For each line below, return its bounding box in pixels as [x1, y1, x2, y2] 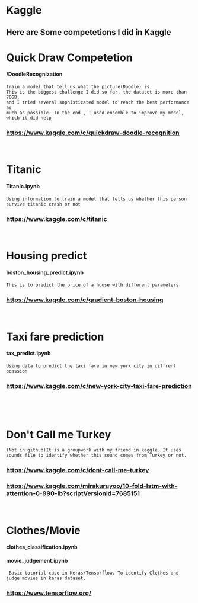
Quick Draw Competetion [6, 51, 133, 64]
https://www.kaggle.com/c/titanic [6, 214, 108, 223]
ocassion [6, 368, 28, 374]
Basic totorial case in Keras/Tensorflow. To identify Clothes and [8, 570, 179, 576]
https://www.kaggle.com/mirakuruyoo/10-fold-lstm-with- [6, 482, 178, 490]
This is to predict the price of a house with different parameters [6, 282, 179, 288]
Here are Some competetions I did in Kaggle [6, 27, 171, 37]
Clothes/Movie [6, 524, 81, 537]
